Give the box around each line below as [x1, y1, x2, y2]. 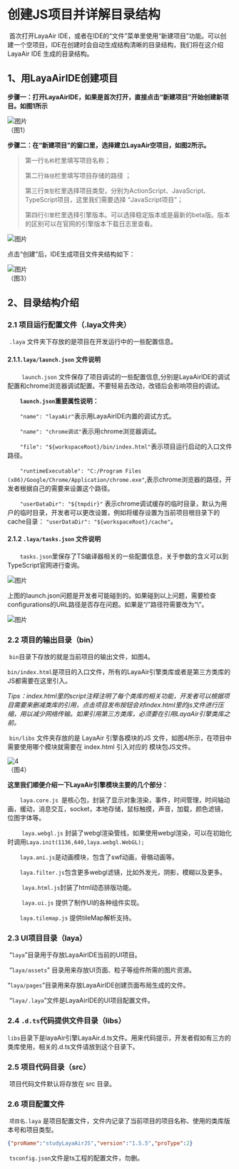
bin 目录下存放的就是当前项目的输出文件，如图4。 [9, 653, 155, 661]
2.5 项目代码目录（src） [7, 1062, 91, 1072]
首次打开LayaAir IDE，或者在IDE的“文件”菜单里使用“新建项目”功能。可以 [9, 31, 220, 40]
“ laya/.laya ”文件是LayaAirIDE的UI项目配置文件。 [9, 996, 155, 1005]
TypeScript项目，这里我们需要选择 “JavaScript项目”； [24, 195, 184, 204]
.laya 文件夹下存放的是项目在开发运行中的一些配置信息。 [9, 337, 177, 346]
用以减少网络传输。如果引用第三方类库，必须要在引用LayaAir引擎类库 [19, 710, 224, 718]
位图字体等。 [7, 813, 45, 822]
